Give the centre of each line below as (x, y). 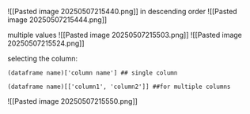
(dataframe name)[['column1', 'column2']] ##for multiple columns (119, 86)
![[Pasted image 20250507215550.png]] (72, 101)
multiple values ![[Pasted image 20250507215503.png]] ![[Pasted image (125, 35)
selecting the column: (43, 59)
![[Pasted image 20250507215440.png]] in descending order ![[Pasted (123, 11)
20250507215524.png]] (46, 43)
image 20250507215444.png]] (57, 20)
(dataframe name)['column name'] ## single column (93, 73)
